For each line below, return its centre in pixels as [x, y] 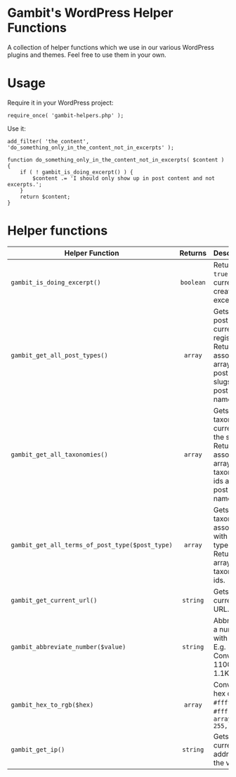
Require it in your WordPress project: [60, 103]
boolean [193, 282]
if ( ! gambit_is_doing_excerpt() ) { [77, 172]
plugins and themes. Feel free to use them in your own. [87, 55]
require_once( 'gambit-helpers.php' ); [66, 115]
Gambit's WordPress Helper [90, 13]
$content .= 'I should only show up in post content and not [124, 178]
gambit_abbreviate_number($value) [68, 647]
